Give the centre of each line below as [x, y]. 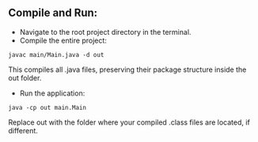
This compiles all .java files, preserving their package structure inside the [127, 69]
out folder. [25, 77]
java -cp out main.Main [47, 107]
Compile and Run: [53, 13]
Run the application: [52, 93]
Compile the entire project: [63, 40]
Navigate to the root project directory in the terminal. [105, 32]
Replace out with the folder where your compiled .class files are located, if [129, 122]
